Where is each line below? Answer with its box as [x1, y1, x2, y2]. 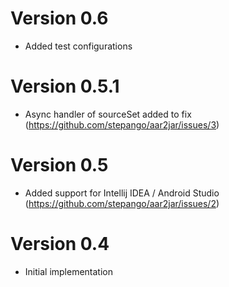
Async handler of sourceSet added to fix [24, 108, 192, 120]
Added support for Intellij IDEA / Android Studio [24, 187, 220, 199]
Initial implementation [24, 265, 114, 277]
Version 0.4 [10, 233, 110, 255]
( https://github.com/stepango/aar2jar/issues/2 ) [24, 197, 220, 209]
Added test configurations [24, 40, 133, 52]
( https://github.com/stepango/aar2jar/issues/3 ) [24, 118, 220, 131]
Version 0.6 [10, 7, 109, 30]
